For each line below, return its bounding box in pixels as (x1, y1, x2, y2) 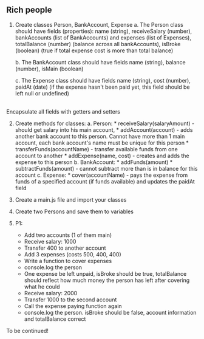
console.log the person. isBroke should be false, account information (24, 309, 197, 316)
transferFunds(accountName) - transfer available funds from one (15, 145, 178, 152)
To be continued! (6, 327, 49, 334)
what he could (24, 282, 60, 290)
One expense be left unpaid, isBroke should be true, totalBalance (24, 270, 187, 277)
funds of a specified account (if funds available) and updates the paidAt (15, 177, 195, 185)
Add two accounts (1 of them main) (24, 231, 112, 239)
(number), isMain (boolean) (15, 65, 84, 72)
